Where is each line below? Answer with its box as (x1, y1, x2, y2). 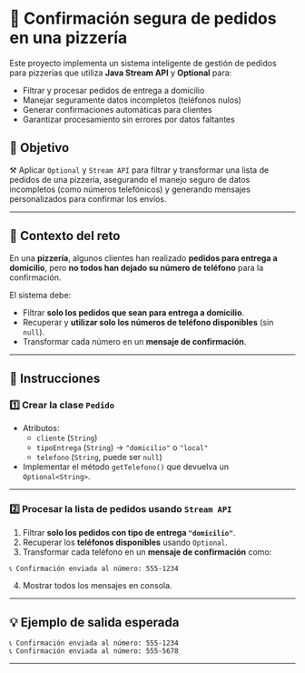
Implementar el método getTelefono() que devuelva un (22, 461, 230, 472)
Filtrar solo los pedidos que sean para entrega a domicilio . (22, 306, 245, 317)
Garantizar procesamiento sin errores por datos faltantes (22, 114, 236, 125)
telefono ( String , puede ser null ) (35, 452, 163, 463)
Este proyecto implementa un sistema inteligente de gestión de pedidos (9, 57, 277, 68)
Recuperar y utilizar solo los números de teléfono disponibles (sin (22, 316, 274, 327)
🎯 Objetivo (9, 140, 70, 156)
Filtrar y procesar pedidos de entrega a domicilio (22, 85, 205, 95)
